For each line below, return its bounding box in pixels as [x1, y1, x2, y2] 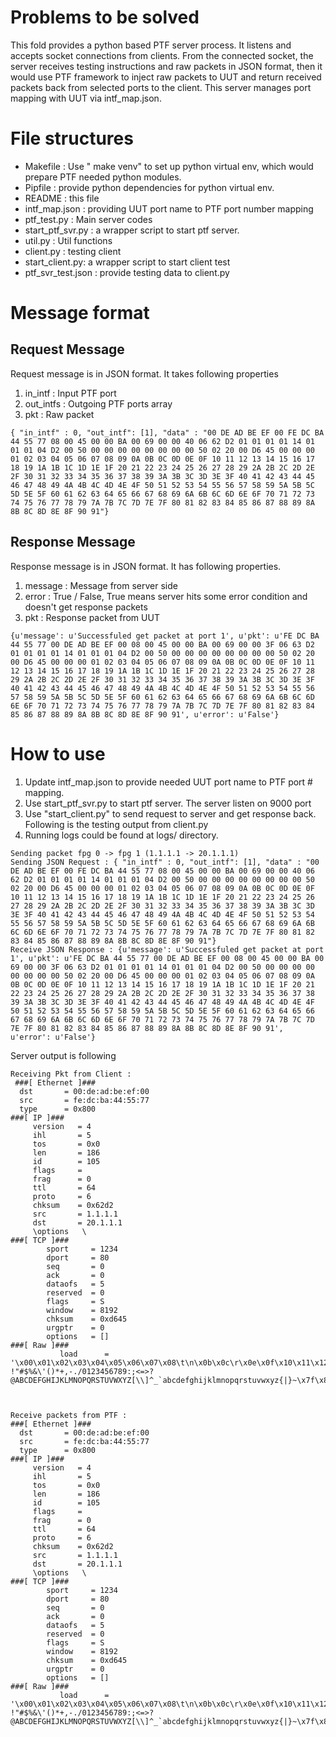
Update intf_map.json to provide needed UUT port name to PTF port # [24, 776, 313, 788]
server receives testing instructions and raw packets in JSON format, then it [10, 60, 323, 72]
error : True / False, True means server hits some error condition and [24, 590, 308, 602]
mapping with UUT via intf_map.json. [10, 92, 162, 104]
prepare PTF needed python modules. [24, 171, 182, 183]
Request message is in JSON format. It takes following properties [10, 367, 279, 380]
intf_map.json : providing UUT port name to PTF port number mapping [24, 202, 314, 215]
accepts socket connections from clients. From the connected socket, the [10, 49, 314, 61]
